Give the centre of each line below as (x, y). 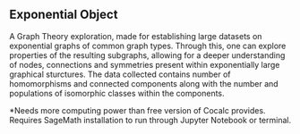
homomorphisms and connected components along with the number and (144, 83)
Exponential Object (64, 15)
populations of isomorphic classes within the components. (117, 93)
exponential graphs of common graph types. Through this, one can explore (148, 46)
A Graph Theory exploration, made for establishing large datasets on (136, 36)
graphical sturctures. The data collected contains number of (120, 74)
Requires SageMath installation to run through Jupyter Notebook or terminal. (150, 120)
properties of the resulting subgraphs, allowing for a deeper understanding (147, 55)
